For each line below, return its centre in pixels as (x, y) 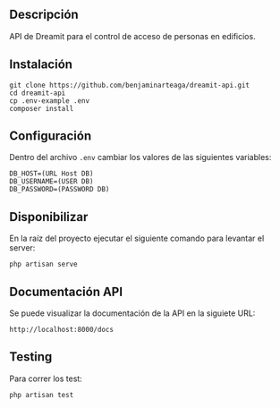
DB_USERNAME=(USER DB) (51, 182)
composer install (42, 108)
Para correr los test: (46, 378)
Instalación (41, 65)
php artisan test (42, 395)
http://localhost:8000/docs (62, 330)
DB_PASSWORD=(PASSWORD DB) (59, 190)
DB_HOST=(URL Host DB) (51, 174)
